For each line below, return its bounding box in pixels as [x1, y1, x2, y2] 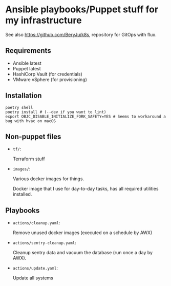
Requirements [5, 46, 51, 55]
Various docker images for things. [12, 176, 84, 182]
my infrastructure [5, 14, 82, 26]
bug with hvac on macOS [5, 118, 56, 124]
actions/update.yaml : [12, 265, 58, 271]
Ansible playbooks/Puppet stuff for [5, 4, 159, 15]
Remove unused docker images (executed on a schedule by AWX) [12, 230, 153, 236]
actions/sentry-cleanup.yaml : [12, 240, 77, 246]
